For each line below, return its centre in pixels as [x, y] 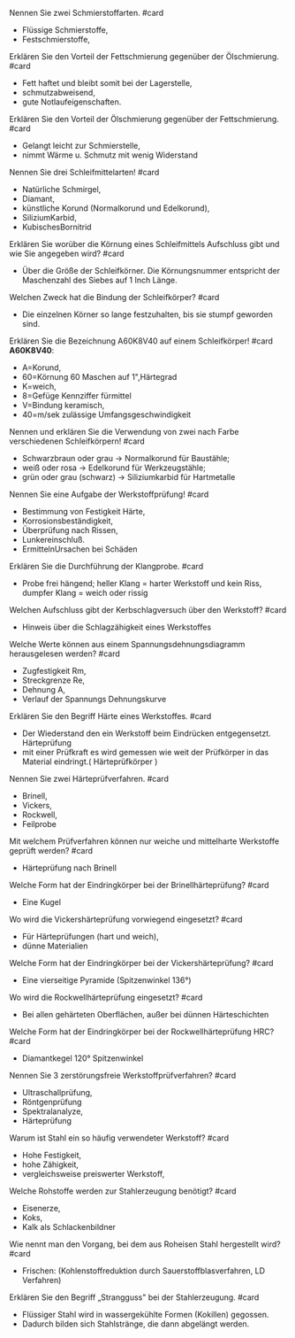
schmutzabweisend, [58, 93]
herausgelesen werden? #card [65, 654]
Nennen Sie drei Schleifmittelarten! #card [84, 172]
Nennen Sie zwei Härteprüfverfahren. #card [89, 779]
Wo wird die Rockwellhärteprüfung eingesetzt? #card [106, 997]
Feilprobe [39, 824]
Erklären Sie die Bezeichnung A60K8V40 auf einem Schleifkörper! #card [141, 341]
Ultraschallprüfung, [57, 1092]
